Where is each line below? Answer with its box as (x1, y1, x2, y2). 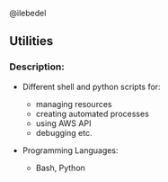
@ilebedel (9, 8, 47, 18)
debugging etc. (35, 127, 93, 138)
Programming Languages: (22, 144, 119, 156)
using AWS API (35, 117, 92, 129)
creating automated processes (35, 108, 150, 119)
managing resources (35, 98, 112, 109)
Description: (9, 60, 65, 73)
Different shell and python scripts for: (22, 81, 161, 92)
